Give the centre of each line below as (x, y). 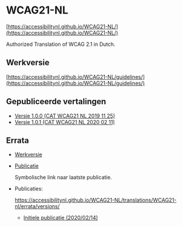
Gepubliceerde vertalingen (56, 101)
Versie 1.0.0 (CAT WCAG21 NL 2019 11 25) (65, 116)
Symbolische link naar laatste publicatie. (63, 178)
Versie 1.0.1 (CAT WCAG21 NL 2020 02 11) (65, 122)
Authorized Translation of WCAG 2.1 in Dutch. (61, 44)
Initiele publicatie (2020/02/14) (61, 218)
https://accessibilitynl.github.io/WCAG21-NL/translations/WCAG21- (96, 200)
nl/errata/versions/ (37, 206)
